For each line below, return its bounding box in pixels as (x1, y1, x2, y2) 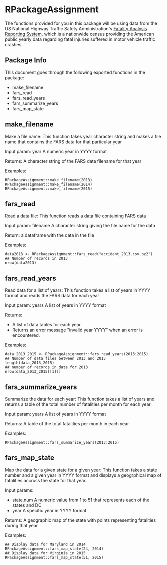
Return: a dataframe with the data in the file (5, 232, 95, 238)
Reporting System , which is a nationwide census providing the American (5, 31, 154, 37)
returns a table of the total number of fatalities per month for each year (5, 401, 151, 407)
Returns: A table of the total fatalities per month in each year (5, 421, 129, 426)
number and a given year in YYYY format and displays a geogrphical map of (5, 472, 162, 478)
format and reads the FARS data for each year (5, 293, 100, 299)
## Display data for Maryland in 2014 (5, 542, 86, 547)
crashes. (5, 41, 23, 47)
